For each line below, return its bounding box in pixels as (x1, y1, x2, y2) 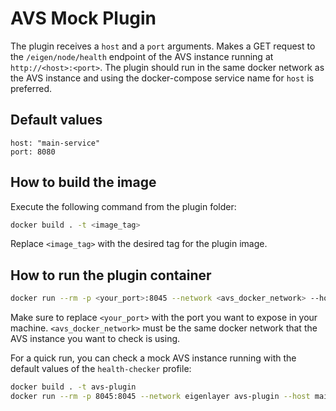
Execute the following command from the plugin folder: (10, 200, 237, 212)
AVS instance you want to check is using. (10, 333, 181, 345)
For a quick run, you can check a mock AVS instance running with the (10, 352, 297, 364)
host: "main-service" (10, 138, 101, 148)
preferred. (10, 82, 53, 94)
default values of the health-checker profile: (10, 363, 192, 375)
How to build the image (10, 174, 157, 191)
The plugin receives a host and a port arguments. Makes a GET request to (10, 40, 316, 52)
